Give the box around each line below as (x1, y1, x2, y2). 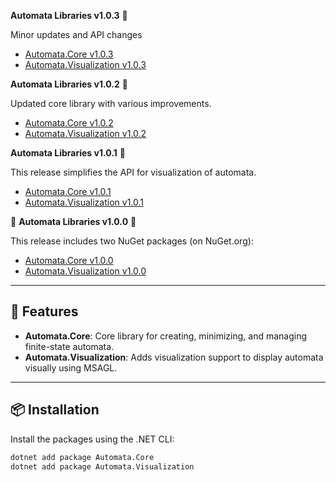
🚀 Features (10, 303, 79, 320)
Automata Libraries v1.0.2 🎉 (10, 78, 128, 90)
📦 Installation (10, 401, 100, 419)
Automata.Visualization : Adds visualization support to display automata (24, 351, 324, 363)
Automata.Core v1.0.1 (24, 186, 112, 197)
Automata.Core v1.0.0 (24, 255, 114, 266)
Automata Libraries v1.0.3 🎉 (10, 10, 128, 21)
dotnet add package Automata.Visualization (10, 461, 195, 472)
